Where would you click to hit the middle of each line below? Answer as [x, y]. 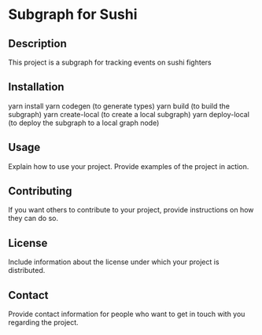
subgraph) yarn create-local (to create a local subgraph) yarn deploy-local [129, 114]
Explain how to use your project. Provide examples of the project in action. [129, 166]
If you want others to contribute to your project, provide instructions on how [131, 210]
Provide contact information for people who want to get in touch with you [127, 314]
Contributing [40, 191]
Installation [36, 87]
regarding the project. [43, 322]
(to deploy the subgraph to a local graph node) [84, 123]
